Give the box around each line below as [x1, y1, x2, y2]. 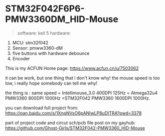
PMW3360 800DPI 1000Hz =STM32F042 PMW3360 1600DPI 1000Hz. [5, 95, 151, 101]
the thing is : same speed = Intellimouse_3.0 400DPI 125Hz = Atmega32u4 [5, 90, 158, 96]
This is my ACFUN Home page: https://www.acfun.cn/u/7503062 [5, 65, 139, 71]
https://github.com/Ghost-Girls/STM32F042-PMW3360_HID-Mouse [5, 125, 146, 131]
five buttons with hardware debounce [12, 50, 90, 56]
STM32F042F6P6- [5, 3, 85, 14]
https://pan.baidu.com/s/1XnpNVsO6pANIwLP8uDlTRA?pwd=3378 [5, 110, 142, 116]
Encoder [12, 55, 30, 61]
